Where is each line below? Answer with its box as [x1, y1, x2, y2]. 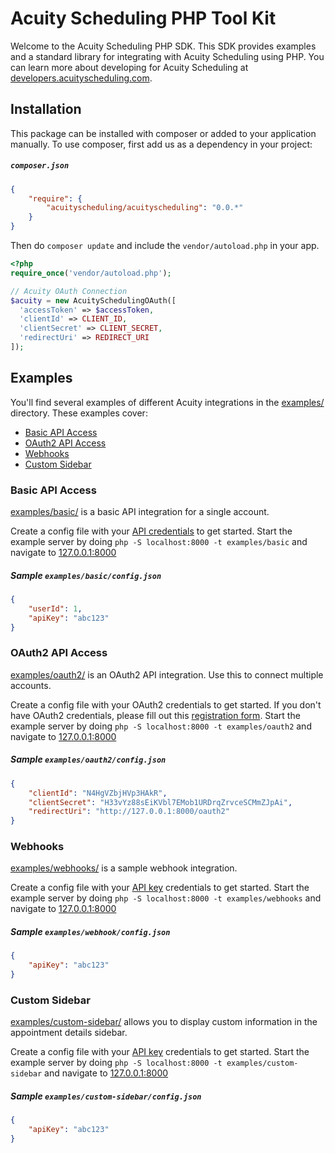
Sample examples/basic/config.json [10, 569, 162, 581]
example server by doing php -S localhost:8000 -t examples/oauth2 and [10, 720, 312, 732]
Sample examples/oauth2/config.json [10, 753, 167, 766]
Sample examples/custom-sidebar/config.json [10, 1090, 202, 1102]
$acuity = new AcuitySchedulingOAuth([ [10, 295, 177, 306]
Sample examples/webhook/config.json [10, 926, 171, 938]
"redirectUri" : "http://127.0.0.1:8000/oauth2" [28, 807, 230, 817]
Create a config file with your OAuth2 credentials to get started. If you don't [10, 698, 322, 711]
